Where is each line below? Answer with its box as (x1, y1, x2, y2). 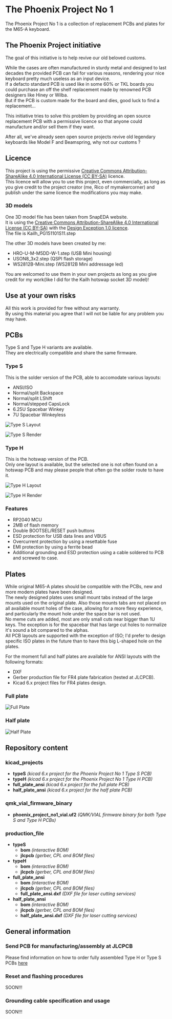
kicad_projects (5, 759, 44, 766)
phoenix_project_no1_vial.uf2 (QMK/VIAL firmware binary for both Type (12, 812, 166, 818)
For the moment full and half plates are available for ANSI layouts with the (5, 653, 160, 659)
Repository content (5, 744, 68, 752)
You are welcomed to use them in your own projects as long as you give (5, 271, 157, 277)
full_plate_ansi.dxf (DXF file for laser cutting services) (20, 891, 136, 897)
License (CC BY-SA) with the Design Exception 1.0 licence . (5, 224, 129, 231)
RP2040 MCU (12, 517, 42, 523)
